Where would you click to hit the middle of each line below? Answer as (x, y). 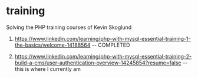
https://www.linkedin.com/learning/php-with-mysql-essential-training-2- (103, 56)
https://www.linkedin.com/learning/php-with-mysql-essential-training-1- (103, 38)
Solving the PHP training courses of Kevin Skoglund (69, 27)
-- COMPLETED (111, 45)
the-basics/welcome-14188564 (52, 45)
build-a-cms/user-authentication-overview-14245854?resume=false (98, 63)
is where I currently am (53, 69)
